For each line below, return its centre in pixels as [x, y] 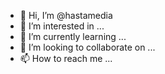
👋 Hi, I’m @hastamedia [66, 15]
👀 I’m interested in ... [62, 26]
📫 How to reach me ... [66, 58]
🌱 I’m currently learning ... [73, 36]
